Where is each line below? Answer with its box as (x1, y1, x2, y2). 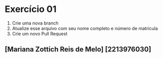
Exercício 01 (5, 3, 57, 15)
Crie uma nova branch (12, 20, 59, 26)
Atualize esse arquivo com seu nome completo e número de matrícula (12, 25, 158, 31)
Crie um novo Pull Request (12, 30, 68, 36)
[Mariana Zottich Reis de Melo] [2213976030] (5, 45, 151, 53)
